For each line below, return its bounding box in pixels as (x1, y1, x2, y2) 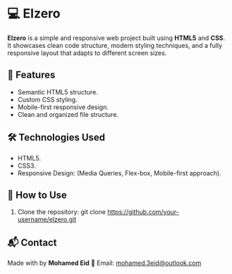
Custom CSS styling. (17, 95, 78, 104)
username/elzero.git (17, 216, 76, 224)
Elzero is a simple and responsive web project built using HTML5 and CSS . (7, 33, 226, 42)
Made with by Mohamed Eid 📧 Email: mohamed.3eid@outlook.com (7, 259, 202, 268)
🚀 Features (7, 69, 56, 81)
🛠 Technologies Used (7, 132, 106, 144)
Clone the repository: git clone (17, 208, 106, 216)
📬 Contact (7, 237, 57, 249)
